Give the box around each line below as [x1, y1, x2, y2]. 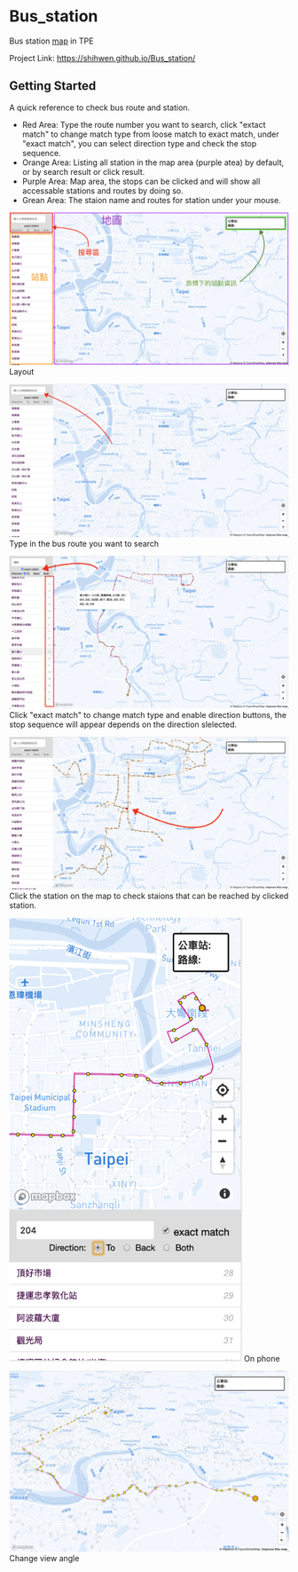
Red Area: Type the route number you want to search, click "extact [21, 119, 266, 130]
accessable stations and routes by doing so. [21, 185, 184, 196]
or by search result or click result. [21, 166, 145, 177]
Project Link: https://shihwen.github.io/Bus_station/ [9, 52, 196, 63]
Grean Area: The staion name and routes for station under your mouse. [21, 194, 281, 205]
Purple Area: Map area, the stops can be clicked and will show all [21, 176, 261, 186]
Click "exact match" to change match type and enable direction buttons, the [9, 709, 286, 720]
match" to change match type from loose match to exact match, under [21, 129, 279, 139]
